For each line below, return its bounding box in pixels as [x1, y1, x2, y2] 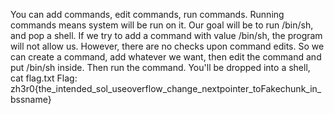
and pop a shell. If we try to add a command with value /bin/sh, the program [10, 30, 323, 41]
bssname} [10, 94, 52, 105]
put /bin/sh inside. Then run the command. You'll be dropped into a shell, [10, 62, 311, 73]
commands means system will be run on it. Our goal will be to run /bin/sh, [10, 19, 314, 31]
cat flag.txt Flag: [10, 72, 78, 84]
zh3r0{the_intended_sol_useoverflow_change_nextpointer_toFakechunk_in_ [10, 83, 322, 94]
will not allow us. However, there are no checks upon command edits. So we [10, 40, 325, 52]
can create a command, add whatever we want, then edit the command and [10, 51, 322, 63]
